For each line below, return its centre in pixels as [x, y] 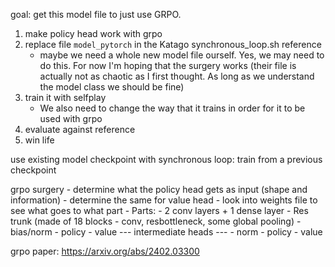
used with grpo [71, 118]
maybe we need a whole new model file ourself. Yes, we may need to [182, 55]
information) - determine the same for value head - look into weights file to [164, 200]
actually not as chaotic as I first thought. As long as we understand [177, 76]
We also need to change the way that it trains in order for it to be [172, 108]
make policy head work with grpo [93, 33]
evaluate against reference [80, 129]
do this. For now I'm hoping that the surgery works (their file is [168, 65]
